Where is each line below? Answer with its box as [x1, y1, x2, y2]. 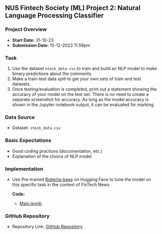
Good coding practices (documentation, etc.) [12, 148, 103, 154]
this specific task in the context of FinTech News [12, 181, 109, 187]
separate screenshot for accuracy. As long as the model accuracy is [12, 96, 149, 102]
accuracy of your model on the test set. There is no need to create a [12, 91, 149, 97]
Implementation [5, 165, 44, 172]
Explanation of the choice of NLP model [12, 153, 92, 159]
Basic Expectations [5, 137, 52, 144]
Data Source [5, 114, 35, 121]
